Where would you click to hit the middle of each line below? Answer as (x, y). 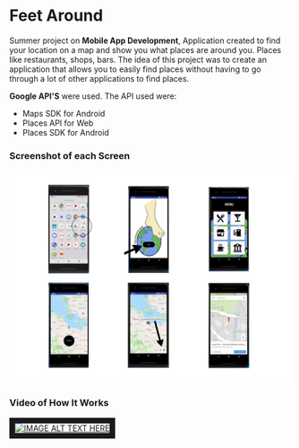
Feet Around (56, 16)
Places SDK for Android (66, 132)
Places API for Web (58, 123)
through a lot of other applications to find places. (99, 78)
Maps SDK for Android (64, 113)
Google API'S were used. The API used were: (93, 96)
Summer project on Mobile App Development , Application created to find (145, 40)
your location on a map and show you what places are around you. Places (145, 49)
